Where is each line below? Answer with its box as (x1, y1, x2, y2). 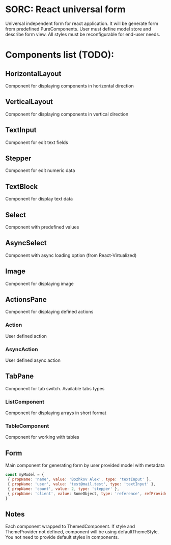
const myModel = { (5, 472, 44, 477)
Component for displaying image (5, 280, 74, 286)
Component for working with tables (5, 434, 80, 440)
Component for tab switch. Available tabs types (5, 385, 105, 391)
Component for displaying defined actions (5, 309, 94, 315)
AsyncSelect (5, 239, 47, 247)
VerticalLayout (5, 98, 53, 106)
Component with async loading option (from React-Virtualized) (5, 252, 137, 258)
